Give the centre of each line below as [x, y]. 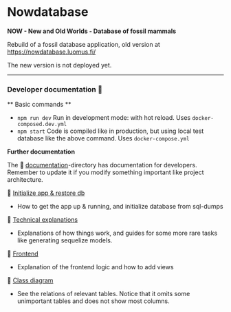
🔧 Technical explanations [42, 220]
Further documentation [41, 152]
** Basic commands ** [39, 105]
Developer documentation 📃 [55, 89]
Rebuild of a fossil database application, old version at [84, 44]
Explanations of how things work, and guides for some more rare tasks [117, 233]
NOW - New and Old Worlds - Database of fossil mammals [92, 31]
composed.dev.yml [42, 125]
